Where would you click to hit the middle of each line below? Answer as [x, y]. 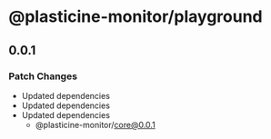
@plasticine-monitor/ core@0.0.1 [95, 124]
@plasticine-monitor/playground [135, 17]
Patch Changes [43, 76]
